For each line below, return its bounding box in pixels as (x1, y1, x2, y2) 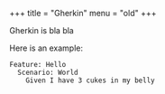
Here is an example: (9, 42, 84, 53)
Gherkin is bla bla (9, 25, 74, 35)
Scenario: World (17, 68, 78, 77)
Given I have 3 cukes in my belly (25, 76, 155, 85)
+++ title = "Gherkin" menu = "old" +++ (9, 8, 157, 18)
